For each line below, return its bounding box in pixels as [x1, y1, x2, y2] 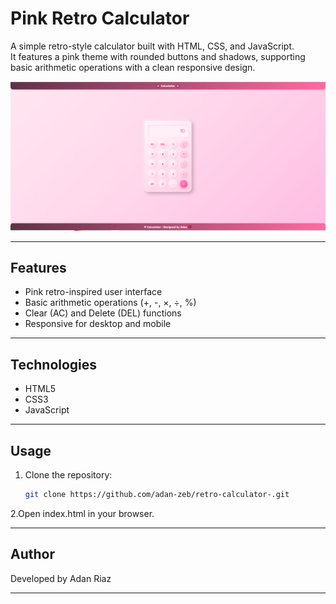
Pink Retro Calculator [10, 7, 190, 30]
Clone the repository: [24, 469, 113, 481]
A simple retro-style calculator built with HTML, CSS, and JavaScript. [10, 40, 295, 52]
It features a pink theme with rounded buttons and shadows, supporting [10, 50, 306, 62]
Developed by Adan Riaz [10, 572, 112, 584]
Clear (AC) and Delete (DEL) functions [24, 307, 182, 319]
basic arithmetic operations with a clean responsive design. [10, 61, 256, 73]
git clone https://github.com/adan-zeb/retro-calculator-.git [24, 490, 290, 500]
